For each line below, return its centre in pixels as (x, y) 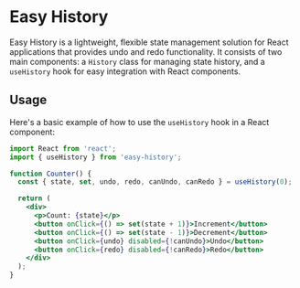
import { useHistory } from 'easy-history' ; (96, 157)
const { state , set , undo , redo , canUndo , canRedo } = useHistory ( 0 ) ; (155, 182)
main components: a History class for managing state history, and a (137, 61)
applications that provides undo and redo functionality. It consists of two (146, 51)
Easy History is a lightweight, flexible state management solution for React (150, 42)
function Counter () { (51, 174)
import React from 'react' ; (63, 148)
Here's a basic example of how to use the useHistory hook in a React (139, 122)
